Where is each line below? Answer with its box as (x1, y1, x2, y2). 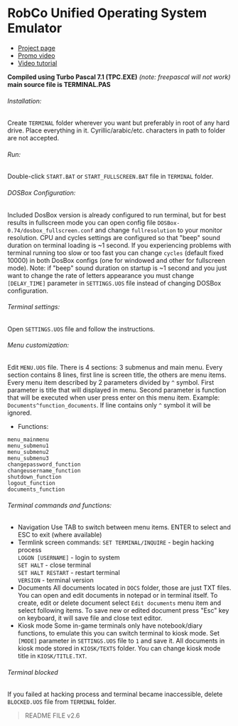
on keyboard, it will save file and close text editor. (17, 614, 163, 623)
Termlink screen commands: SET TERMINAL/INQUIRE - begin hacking (17, 538, 215, 546)
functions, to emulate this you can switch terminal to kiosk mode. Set (17, 629, 220, 638)
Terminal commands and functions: (7, 501, 112, 509)
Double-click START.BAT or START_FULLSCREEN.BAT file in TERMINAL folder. (7, 172, 214, 181)
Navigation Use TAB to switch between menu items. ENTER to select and (17, 523, 231, 531)
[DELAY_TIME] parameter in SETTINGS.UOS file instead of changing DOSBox (7, 279, 222, 287)
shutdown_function (7, 473, 62, 480)
